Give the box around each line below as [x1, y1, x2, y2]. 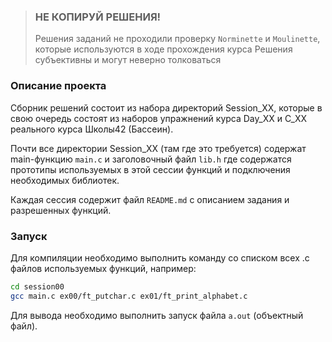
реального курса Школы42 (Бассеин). [10, 123, 174, 135]
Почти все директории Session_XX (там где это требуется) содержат [10, 142, 307, 154]
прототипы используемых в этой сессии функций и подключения [10, 163, 291, 175]
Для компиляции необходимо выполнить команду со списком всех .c [10, 251, 310, 264]
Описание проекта [10, 79, 107, 93]
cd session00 [10, 281, 65, 292]
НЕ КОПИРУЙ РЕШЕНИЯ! [34, 10, 162, 24]
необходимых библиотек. [10, 174, 120, 186]
